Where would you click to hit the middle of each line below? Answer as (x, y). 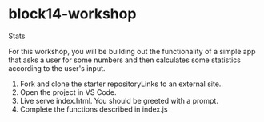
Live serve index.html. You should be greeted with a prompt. (119, 100)
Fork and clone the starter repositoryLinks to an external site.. (122, 84)
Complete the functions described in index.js (94, 109)
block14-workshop (72, 14)
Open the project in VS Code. (68, 92)
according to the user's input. (57, 68)
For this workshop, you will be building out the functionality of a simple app (132, 51)
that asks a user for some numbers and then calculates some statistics (125, 60)
